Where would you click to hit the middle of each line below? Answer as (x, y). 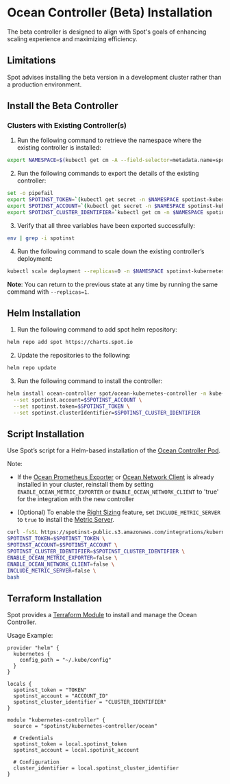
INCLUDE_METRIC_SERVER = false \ (52, 570)
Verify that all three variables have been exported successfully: (106, 225)
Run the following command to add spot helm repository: (97, 330)
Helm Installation (44, 313)
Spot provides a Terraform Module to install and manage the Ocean (102, 615)
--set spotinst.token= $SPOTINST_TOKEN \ (72, 406)
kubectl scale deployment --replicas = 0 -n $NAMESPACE (86, 271)
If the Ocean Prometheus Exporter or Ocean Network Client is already (115, 477)
